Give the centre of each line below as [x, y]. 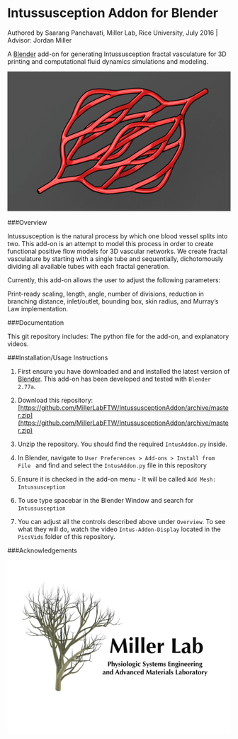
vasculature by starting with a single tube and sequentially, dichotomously [115, 259]
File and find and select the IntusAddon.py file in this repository [112, 465]
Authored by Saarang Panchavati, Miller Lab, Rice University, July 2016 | [113, 33]
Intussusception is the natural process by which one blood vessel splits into [118, 236]
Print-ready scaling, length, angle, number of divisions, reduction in [106, 294]
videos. [18, 344]
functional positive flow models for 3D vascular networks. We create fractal [118, 251]
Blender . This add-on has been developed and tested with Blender [114, 379]
